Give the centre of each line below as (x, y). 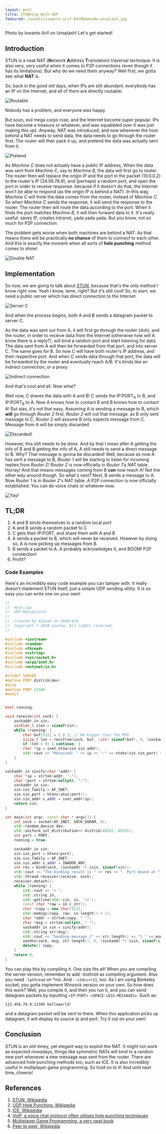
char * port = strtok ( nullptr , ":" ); (52, 781)
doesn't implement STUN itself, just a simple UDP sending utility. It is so (78, 588)
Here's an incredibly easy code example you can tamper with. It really (76, 583)
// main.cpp (19, 607)
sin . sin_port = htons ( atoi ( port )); (51, 794)
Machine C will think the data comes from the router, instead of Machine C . (82, 197)
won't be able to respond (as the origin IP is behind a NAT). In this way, (77, 192)
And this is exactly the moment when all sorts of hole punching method (78, 244)
